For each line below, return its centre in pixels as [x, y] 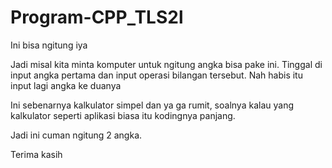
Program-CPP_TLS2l [97, 17]
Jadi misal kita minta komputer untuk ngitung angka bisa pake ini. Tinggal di [166, 64]
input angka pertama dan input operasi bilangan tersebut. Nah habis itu [156, 75]
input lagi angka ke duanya [66, 85]
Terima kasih [36, 154]
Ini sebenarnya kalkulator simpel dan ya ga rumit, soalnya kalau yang [152, 105]
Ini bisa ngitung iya [49, 45]
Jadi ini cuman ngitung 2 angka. [76, 135]
